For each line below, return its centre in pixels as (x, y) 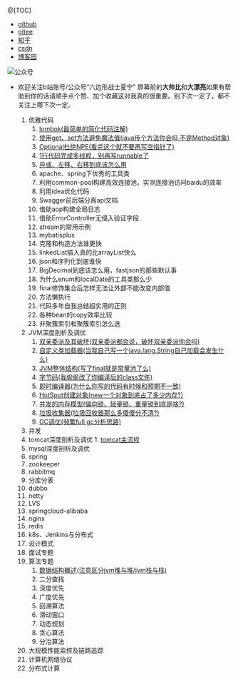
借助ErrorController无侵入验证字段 (89, 218)
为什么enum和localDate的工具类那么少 (95, 279)
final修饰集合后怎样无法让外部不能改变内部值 (105, 288)
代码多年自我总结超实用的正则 (83, 306)
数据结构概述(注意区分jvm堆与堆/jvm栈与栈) (103, 570)
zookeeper (44, 464)
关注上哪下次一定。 (46, 105)
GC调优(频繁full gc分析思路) (80, 422)
